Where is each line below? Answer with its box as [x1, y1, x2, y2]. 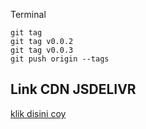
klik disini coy [10, 107, 67, 119]
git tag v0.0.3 [10, 45, 74, 55]
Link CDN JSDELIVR [10, 81, 137, 98]
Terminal [10, 9, 47, 20]
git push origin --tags [10, 54, 110, 64]
